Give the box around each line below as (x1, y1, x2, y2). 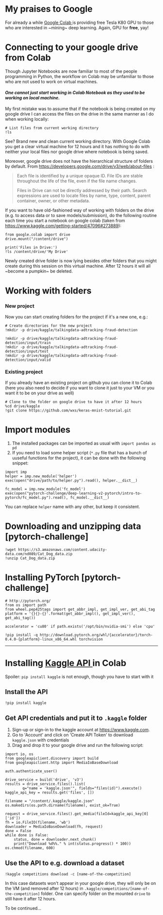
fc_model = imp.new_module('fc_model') (5, 487, 86, 491)
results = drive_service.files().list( (5, 781, 86, 787)
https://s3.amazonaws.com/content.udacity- (17, 547, 108, 552)
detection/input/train (5, 340, 51, 345)
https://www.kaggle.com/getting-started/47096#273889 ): (5, 223, 121, 229)
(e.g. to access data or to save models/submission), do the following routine (5, 213, 157, 218)
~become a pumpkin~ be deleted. (5, 268, 73, 274)
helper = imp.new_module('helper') (5, 474, 77, 479)
